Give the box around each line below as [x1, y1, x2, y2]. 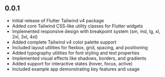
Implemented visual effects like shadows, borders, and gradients [12, 55, 147, 61]
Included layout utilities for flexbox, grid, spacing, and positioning [12, 44, 148, 50]
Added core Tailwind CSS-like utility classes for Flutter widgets [12, 23, 143, 29]
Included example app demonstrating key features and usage [12, 66, 140, 72]
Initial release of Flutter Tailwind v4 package [12, 17, 104, 23]
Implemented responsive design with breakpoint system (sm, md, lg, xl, [12, 28, 160, 34]
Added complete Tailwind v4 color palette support [12, 39, 117, 45]
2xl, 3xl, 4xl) [12, 33, 38, 40]
